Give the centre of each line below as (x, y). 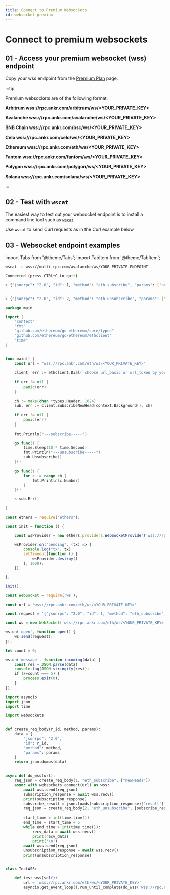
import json (18, 702)
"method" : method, (43, 748)
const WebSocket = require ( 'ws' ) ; (42, 595)
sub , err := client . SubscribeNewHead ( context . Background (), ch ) (83, 406)
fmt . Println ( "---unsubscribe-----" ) (62, 453)
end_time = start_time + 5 (52, 823)
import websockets (25, 716)
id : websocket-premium (29, 15)
